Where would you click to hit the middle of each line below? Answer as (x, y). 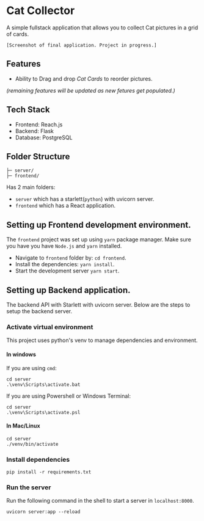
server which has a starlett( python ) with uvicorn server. (85, 199)
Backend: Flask (34, 131)
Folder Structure (38, 156)
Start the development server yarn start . (67, 271)
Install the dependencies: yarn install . (65, 264)
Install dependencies (38, 459)
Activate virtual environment (50, 327)
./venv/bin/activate (33, 444)
